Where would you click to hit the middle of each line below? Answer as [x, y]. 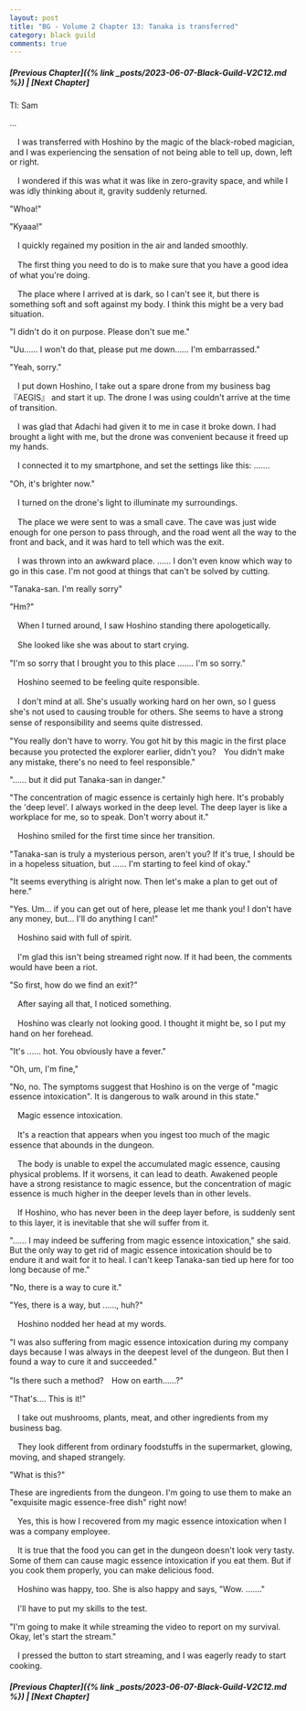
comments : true [38, 43]
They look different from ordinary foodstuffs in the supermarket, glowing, [155, 1447]
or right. [24, 162]
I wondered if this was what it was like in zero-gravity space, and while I [153, 181]
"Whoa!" [26, 209]
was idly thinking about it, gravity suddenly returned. [109, 191]
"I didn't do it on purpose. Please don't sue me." [100, 332]
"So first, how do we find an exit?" [74, 985]
